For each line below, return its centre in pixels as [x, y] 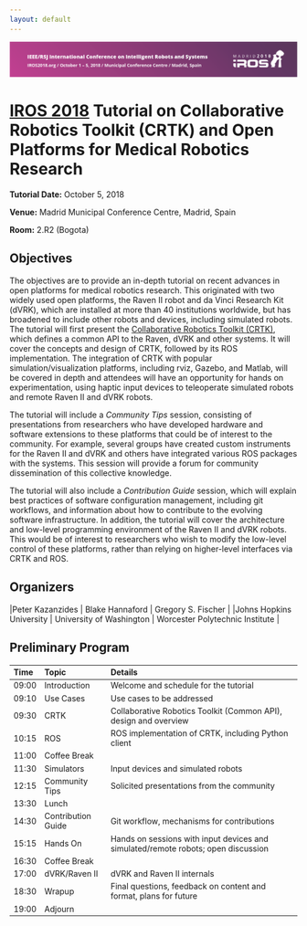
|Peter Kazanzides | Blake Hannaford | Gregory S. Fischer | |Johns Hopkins [151, 609]
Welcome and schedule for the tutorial [182, 686]
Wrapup [59, 891]
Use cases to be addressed [162, 698]
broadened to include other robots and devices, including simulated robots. [151, 319]
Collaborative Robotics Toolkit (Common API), [196, 710]
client [121, 743]
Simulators [64, 768]
